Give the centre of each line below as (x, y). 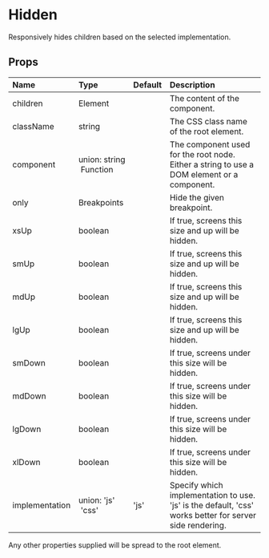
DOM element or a (204, 174)
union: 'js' (97, 500)
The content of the (205, 98)
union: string (102, 160)
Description (192, 84)
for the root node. (203, 154)
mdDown (29, 396)
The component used (210, 144)
